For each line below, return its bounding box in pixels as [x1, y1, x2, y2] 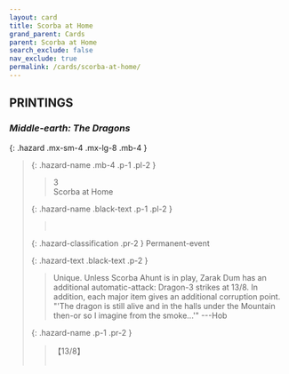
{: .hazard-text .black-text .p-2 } [30, 255, 149, 266]
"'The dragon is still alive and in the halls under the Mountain [52, 300, 276, 311]
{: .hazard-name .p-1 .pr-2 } [30, 327, 132, 338]
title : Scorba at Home [9, 21, 93, 30]
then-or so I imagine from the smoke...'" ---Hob [52, 310, 228, 321]
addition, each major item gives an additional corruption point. [52, 290, 281, 302]
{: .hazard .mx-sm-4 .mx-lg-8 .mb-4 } [9, 142, 148, 153]
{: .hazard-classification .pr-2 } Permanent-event [30, 237, 211, 249]
